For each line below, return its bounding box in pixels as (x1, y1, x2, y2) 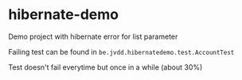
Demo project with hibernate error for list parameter (8, 32, 178, 41)
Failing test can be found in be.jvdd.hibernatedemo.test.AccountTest (8, 47, 235, 56)
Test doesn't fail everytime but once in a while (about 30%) (8, 62, 203, 72)
